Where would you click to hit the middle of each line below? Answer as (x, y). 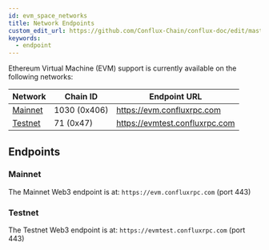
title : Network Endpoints (51, 23)
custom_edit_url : (37, 30)
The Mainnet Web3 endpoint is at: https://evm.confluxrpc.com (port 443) (130, 192)
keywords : (25, 38)
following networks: (41, 77)
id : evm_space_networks (48, 16)
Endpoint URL (176, 97)
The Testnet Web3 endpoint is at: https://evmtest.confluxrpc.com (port (127, 230)
